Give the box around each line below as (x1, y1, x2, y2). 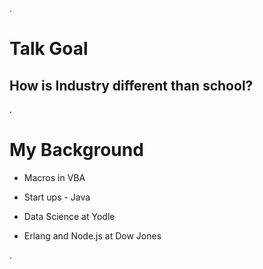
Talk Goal (9, 38, 89, 60)
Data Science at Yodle (23, 210, 116, 222)
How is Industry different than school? (9, 77, 254, 94)
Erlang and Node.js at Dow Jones (23, 229, 162, 242)
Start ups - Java (23, 191, 91, 203)
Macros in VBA (23, 171, 86, 183)
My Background (9, 139, 144, 162)
